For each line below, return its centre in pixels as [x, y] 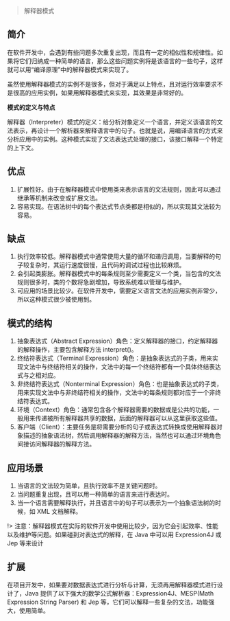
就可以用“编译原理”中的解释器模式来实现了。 [70, 69]
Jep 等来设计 [25, 543]
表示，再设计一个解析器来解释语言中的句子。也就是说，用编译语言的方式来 [118, 131]
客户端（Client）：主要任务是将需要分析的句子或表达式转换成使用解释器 [117, 427]
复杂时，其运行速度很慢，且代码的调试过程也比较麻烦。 [107, 265]
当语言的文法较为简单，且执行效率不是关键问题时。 [89, 486]
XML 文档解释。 [59, 512]
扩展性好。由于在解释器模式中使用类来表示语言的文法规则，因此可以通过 [119, 189]
